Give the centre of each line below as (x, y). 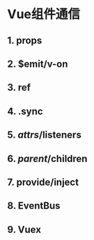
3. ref (19, 88)
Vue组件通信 (44, 14)
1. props (25, 40)
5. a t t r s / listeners (44, 135)
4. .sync (25, 111)
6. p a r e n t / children (47, 158)
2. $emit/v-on (38, 64)
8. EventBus (34, 206)
